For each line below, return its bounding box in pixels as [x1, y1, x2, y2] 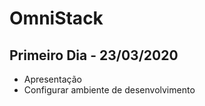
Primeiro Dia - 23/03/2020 [9, 47, 179, 64]
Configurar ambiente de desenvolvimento [23, 84, 196, 96]
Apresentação [23, 73, 82, 85]
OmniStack [9, 7, 104, 30]
